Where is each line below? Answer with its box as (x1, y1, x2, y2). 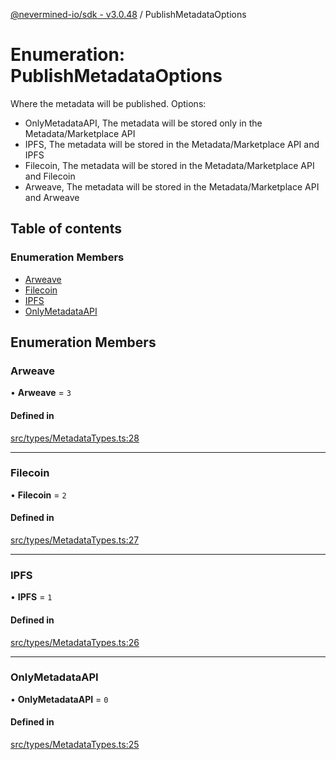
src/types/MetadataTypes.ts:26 (10, 636, 140, 648)
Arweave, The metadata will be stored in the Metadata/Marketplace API (24, 180, 320, 193)
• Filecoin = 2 (10, 489, 67, 501)
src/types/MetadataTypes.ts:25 (10, 739, 140, 751)
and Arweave (24, 191, 80, 203)
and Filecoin (24, 170, 76, 182)
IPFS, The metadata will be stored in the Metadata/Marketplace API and (24, 138, 320, 150)
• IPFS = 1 (10, 591, 53, 603)
